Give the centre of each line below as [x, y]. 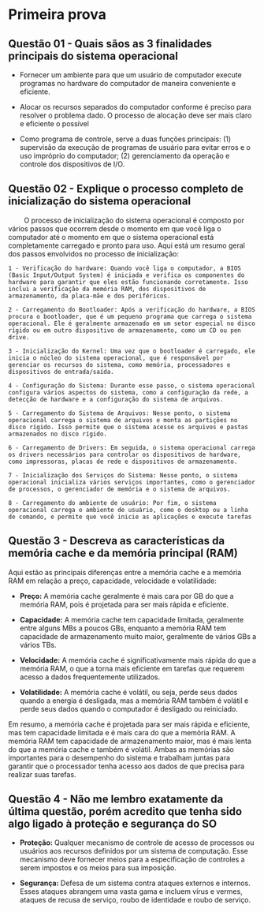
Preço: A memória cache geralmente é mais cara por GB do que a [126, 596]
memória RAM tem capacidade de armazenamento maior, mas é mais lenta [130, 741]
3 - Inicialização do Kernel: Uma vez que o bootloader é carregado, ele [132, 351]
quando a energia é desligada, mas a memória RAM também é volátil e [134, 701]
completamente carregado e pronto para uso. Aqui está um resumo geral [127, 245]
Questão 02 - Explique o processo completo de [126, 189]
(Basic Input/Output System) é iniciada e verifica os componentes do [126, 275]
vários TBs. [38, 645]
